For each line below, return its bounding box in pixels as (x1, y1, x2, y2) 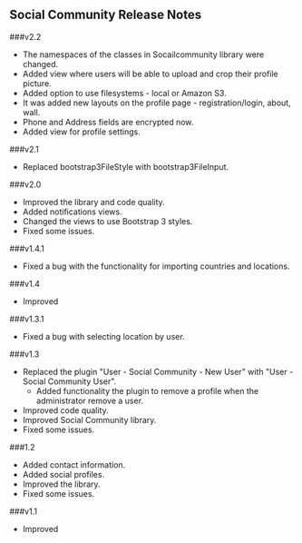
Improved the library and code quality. (22, 196, 165, 207)
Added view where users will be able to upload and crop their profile (22, 68, 278, 79)
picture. (22, 77, 52, 89)
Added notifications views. (22, 206, 122, 217)
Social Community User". (22, 376, 117, 387)
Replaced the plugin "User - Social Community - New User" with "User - (22, 366, 294, 377)
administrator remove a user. (35, 395, 143, 406)
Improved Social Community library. (22, 414, 157, 425)
